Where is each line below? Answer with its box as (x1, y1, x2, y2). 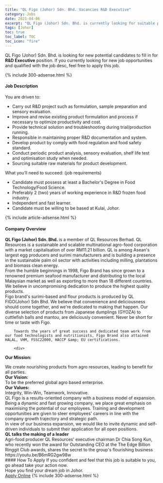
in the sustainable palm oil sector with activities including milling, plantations (5, 257, 158, 263)
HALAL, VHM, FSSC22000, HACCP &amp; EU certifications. (5, 337, 120, 343)
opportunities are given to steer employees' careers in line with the (5, 410, 139, 417)
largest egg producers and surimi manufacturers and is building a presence (5, 252, 156, 258)
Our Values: (5, 385, 30, 390)
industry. (12, 194, 30, 200)
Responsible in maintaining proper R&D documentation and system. (12, 135, 147, 140)
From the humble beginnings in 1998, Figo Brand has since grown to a (5, 268, 145, 273)
